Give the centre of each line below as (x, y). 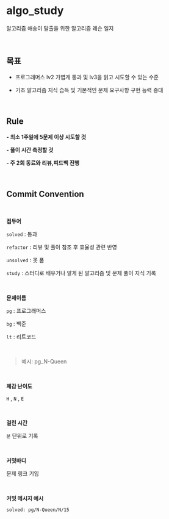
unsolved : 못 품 (25, 260)
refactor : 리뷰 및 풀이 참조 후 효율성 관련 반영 (62, 247)
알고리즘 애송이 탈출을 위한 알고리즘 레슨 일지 (60, 28)
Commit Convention (45, 194)
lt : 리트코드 (21, 337)
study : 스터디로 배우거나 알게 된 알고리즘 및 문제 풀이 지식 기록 (81, 273)
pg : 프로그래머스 (26, 311)
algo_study (35, 11)
